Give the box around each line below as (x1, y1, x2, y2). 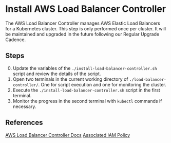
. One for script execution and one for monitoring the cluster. (38, 81, 167, 87)
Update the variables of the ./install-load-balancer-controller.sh (12, 65, 157, 71)
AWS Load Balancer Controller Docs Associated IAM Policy (5, 132, 130, 138)
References (5, 118, 43, 127)
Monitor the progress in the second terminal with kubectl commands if (12, 98, 162, 104)
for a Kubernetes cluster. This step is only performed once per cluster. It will (5, 25, 166, 31)
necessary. (12, 103, 36, 110)
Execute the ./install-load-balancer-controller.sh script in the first (12, 87, 160, 93)
